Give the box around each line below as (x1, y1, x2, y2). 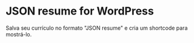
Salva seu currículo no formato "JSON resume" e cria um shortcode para (5, 24, 188, 31)
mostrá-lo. (5, 30, 32, 38)
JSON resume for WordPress (5, 4, 154, 18)
